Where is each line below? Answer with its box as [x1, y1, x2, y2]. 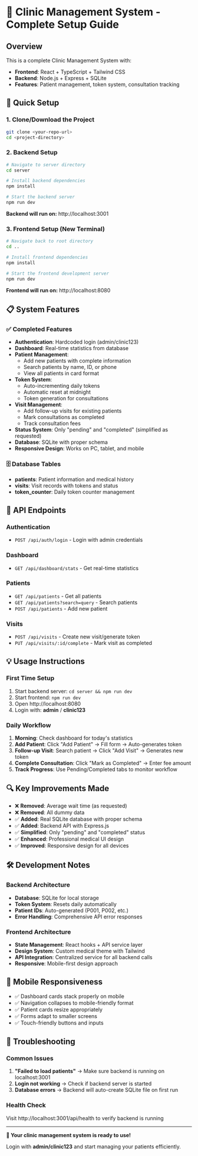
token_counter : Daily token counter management [14, 488, 135, 495]
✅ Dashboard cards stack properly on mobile [14, 993, 125, 1000]
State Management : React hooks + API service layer [14, 941, 143, 948]
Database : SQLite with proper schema [14, 439, 108, 446]
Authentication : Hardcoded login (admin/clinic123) [14, 338, 139, 345]
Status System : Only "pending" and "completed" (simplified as [14, 426, 169, 433]
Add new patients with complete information [23, 357, 131, 364]
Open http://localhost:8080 [14, 700, 81, 707]
